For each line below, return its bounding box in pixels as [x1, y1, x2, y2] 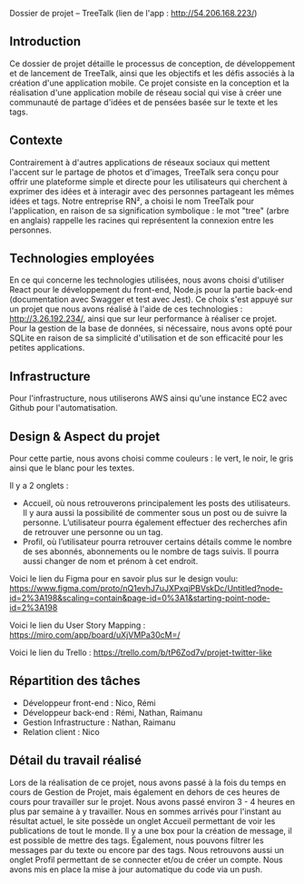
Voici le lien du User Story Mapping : [9, 620, 146, 631]
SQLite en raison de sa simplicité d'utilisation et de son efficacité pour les [9, 333, 284, 343]
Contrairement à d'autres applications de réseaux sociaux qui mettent [9, 156, 270, 167]
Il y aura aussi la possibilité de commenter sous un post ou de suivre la [22, 508, 288, 519]
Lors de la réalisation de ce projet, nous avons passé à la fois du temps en [9, 777, 287, 788]
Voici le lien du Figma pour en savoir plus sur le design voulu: [9, 573, 239, 584]
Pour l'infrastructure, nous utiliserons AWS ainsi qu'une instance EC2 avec [9, 392, 288, 403]
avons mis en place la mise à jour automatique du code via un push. [9, 863, 263, 875]
